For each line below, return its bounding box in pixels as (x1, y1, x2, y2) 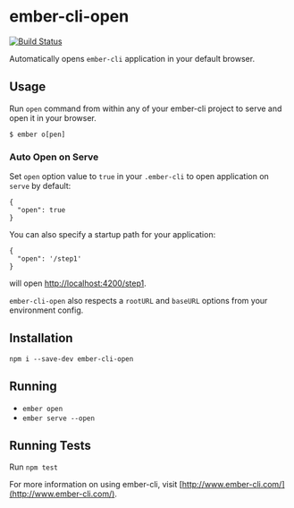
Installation (9, 331, 73, 346)
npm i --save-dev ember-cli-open (9, 354, 134, 364)
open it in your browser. (9, 112, 97, 123)
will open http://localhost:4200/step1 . (9, 278, 147, 288)
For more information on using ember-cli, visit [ (9, 479, 183, 490)
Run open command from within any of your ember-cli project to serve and (9, 103, 282, 114)
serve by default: (9, 181, 71, 192)
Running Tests (9, 438, 91, 453)
